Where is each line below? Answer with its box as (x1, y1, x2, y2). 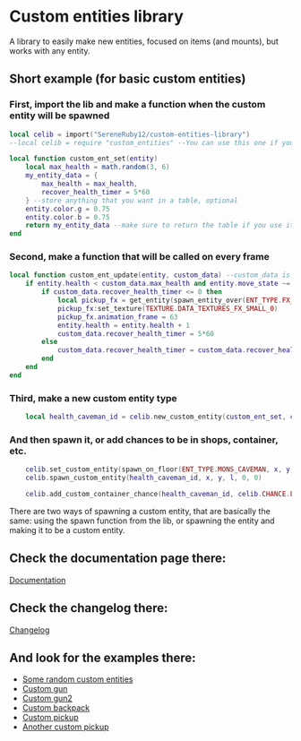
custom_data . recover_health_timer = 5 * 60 (56, 329, 215, 338)
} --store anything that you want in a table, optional (25, 195, 239, 205)
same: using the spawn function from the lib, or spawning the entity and (9, 515, 275, 526)
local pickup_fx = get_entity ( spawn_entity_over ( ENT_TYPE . (56, 296, 282, 306)
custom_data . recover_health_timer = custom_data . (56, 346, 246, 355)
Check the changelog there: (9, 600, 168, 616)
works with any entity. (9, 45, 91, 56)
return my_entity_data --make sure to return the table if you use (25, 221, 282, 230)
